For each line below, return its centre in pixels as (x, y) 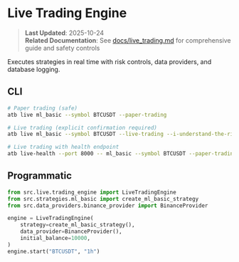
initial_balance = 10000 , (55, 239)
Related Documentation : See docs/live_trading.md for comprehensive (128, 40)
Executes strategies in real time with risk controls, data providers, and (110, 61)
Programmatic (40, 176)
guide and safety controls (62, 48)
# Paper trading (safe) (43, 108)
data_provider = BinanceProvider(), (71, 232)
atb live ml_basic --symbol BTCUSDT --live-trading (85, 134)
